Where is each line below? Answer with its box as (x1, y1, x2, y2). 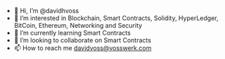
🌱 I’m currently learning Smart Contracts (13, 28, 131, 37)
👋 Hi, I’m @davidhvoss (13, 7, 79, 15)
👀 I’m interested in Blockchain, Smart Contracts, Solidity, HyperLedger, (13, 14, 219, 22)
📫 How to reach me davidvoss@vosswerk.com (13, 44, 152, 52)
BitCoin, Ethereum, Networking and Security (13, 22, 143, 29)
